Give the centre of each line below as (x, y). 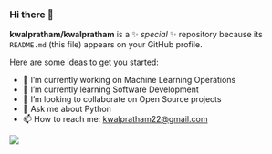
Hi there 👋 (32, 15)
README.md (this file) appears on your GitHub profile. (106, 45)
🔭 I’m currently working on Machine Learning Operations (129, 80)
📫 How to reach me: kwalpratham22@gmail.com (115, 119)
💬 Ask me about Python (67, 109)
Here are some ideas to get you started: (84, 62)
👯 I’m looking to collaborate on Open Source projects (122, 99)
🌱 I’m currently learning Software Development (110, 89)
